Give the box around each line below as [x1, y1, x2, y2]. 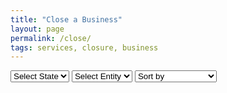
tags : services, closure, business [10, 42, 159, 53]
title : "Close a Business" [10, 14, 123, 25]
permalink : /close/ [10, 33, 92, 43]
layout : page [10, 24, 65, 34]
